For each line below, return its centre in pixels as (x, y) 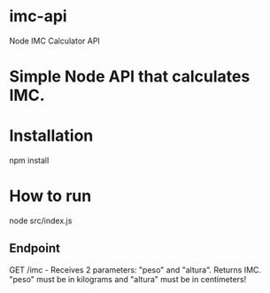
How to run (50, 196)
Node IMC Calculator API (54, 41)
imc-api (39, 16)
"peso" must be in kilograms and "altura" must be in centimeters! (128, 279)
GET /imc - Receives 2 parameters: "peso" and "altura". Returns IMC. (135, 270)
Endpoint (35, 248)
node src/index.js (41, 220)
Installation (51, 136)
